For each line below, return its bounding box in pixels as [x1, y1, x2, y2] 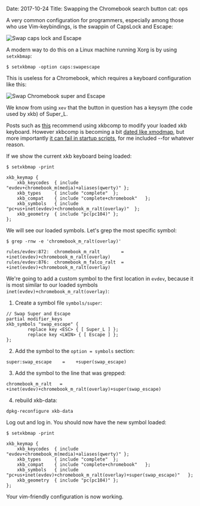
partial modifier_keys [6, 316, 63, 322]
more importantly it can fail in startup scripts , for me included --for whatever [6, 134, 194, 142]
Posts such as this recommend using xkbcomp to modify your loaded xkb [6, 122, 187, 129]
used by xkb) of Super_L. [6, 111, 68, 117]
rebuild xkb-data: [14, 397, 58, 404]
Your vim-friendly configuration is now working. [6, 493, 124, 500]
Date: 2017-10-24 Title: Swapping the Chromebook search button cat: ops [6, 5, 188, 12]
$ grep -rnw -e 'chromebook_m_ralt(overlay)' [6, 238, 121, 244]
